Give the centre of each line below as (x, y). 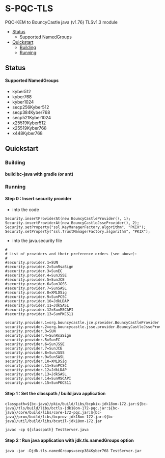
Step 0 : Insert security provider (39, 198)
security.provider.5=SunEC (33, 340)
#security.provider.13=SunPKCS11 (39, 314)
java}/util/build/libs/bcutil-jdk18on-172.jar (54, 421)
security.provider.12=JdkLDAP (36, 370)
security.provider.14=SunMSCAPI (38, 378)
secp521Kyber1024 (32, 117)
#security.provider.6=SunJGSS (36, 284)
